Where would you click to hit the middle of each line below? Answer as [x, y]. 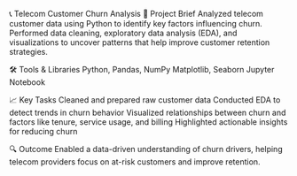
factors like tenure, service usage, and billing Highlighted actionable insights [148, 122]
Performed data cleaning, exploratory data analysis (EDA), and [123, 33]
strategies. [29, 52]
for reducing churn [43, 131]
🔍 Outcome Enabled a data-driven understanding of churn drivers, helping [146, 149]
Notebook [27, 82]
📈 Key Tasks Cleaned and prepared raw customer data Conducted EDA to [145, 100]
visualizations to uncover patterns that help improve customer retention [140, 42]
